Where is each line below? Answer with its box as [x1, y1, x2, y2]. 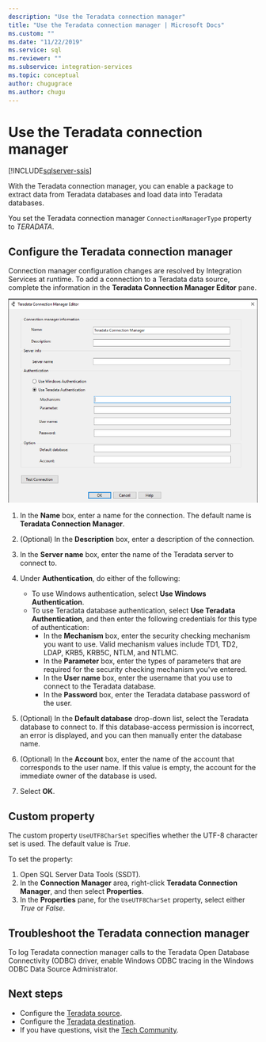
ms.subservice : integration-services [8, 63, 133, 71]
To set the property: [8, 854, 74, 864]
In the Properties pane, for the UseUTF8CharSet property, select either [19, 895, 245, 905]
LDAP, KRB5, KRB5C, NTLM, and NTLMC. [43, 648, 179, 658]
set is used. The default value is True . [8, 839, 131, 849]
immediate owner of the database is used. [19, 771, 158, 781]
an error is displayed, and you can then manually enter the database [19, 731, 242, 740]
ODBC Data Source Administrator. [8, 964, 119, 974]
